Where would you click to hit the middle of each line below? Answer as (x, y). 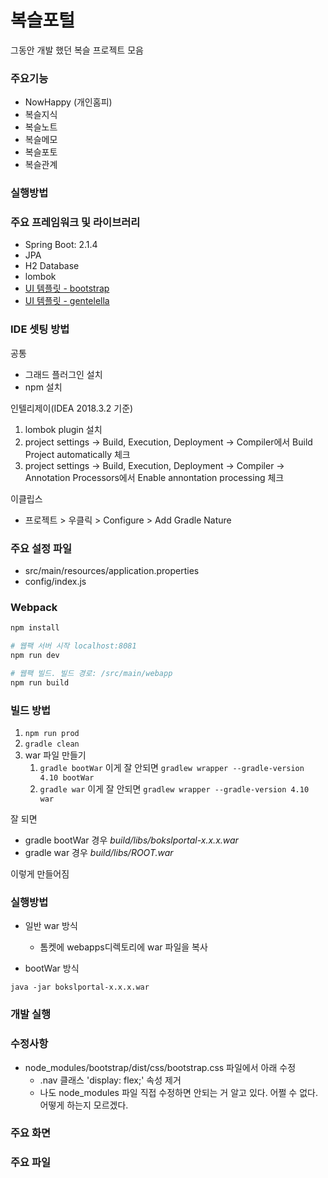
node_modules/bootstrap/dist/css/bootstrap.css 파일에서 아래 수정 (160, 1067)
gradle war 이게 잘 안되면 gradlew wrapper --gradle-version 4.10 (174, 789)
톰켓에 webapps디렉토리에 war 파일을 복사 (123, 947)
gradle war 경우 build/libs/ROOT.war (99, 853)
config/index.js (55, 582)
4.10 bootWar (67, 778)
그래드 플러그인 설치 (63, 374)
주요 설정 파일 (41, 548)
